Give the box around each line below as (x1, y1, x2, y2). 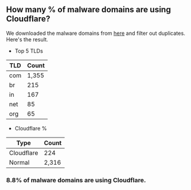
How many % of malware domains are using (6, 5, 171, 15)
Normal (9, 158, 30, 166)
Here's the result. (6, 35, 48, 43)
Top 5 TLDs (14, 47, 43, 54)
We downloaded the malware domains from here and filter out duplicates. (6, 30, 186, 37)
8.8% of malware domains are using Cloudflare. (6, 176, 146, 184)
